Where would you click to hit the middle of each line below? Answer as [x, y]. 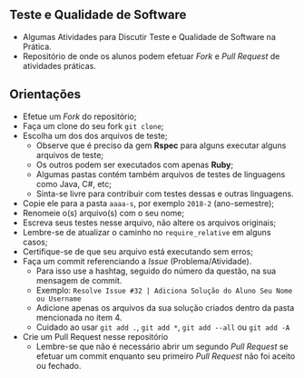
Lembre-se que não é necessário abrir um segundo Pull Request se [162, 346]
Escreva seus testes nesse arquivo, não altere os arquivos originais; [149, 223]
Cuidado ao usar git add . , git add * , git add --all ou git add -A [163, 327]
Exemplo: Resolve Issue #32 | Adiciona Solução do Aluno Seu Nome [164, 290]
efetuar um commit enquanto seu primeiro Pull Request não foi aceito [166, 356]
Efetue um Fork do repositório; [79, 116]
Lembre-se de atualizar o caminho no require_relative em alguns [147, 232]
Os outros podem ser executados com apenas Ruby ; [135, 164]
